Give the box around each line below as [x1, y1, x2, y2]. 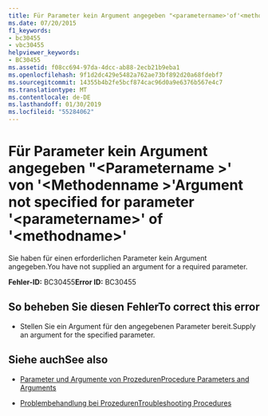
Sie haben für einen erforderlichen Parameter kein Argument [8, 253, 207, 263]
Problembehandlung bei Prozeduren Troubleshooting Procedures [19, 398, 232, 407]
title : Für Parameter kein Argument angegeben [8, 11, 166, 20]
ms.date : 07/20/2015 [8, 19, 77, 27]
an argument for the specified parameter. [19, 330, 156, 339]
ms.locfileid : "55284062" [8, 108, 94, 116]
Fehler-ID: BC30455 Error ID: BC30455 [8, 277, 137, 287]
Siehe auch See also [8, 353, 108, 367]
